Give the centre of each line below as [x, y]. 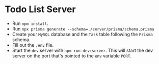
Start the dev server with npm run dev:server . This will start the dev [83, 50]
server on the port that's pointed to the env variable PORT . [72, 56]
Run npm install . [30, 23]
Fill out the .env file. [33, 45]
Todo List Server [40, 9]
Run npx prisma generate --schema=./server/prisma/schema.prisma [83, 28]
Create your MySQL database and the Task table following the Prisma [83, 34]
